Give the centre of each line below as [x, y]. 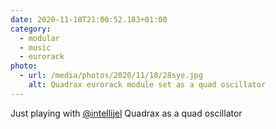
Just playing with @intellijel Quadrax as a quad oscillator [126, 113]
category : [31, 29]
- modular [39, 38]
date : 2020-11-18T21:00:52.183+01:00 [89, 19]
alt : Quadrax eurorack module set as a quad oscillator [147, 85]
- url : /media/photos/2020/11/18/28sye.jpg [111, 76]
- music [35, 47]
